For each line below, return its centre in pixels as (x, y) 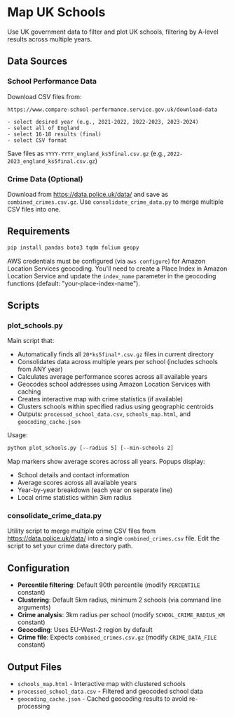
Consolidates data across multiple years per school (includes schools (118, 362)
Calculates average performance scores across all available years (112, 377)
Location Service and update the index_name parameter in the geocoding (112, 276)
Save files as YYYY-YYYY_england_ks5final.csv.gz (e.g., (87, 153)
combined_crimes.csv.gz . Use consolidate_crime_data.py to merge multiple (116, 202)
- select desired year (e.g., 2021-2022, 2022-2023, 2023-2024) (103, 122)
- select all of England (43, 128)
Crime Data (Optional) (45, 179)
